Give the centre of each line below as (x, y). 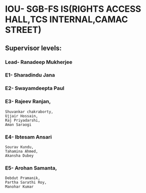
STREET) (23, 30)
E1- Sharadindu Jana (30, 75)
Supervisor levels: (33, 48)
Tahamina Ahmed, (21, 151)
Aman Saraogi (18, 124)
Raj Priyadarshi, (23, 120)
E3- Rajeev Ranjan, (28, 102)
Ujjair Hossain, (21, 116)
